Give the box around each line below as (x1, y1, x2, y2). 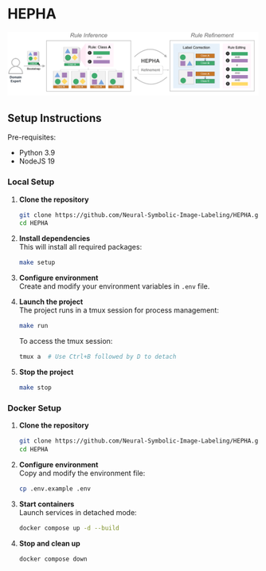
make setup (18, 258, 56, 267)
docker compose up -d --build (18, 524, 120, 532)
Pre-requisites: (7, 132, 57, 142)
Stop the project (18, 367, 74, 376)
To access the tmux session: (18, 337, 113, 345)
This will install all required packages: (18, 242, 143, 252)
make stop (18, 384, 53, 392)
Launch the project (18, 297, 84, 307)
